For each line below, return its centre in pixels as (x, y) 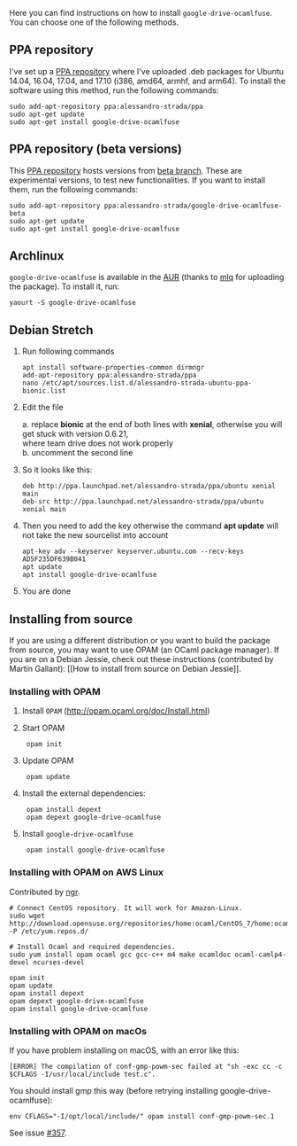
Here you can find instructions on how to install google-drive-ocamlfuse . (141, 13)
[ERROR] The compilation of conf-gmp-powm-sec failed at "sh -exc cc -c (146, 1066)
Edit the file (42, 408)
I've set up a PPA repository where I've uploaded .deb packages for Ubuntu (147, 71)
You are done (46, 591)
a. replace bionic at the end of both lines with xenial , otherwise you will (152, 425)
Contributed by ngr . (45, 892)
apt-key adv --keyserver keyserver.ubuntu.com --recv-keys (133, 552)
